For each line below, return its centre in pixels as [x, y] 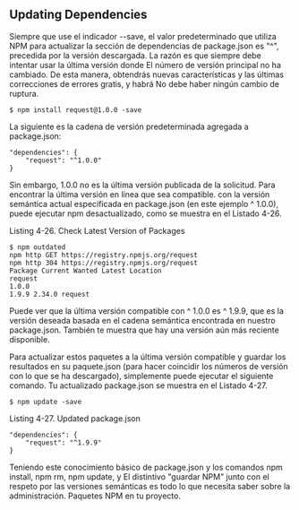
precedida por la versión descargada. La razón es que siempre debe [135, 55]
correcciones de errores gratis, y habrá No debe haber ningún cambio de [145, 83]
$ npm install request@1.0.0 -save [76, 110]
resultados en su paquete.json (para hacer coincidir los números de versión [149, 366]
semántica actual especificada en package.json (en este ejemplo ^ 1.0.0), [144, 203]
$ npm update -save [46, 402]
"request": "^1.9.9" [64, 443]
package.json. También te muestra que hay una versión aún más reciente [144, 330]
